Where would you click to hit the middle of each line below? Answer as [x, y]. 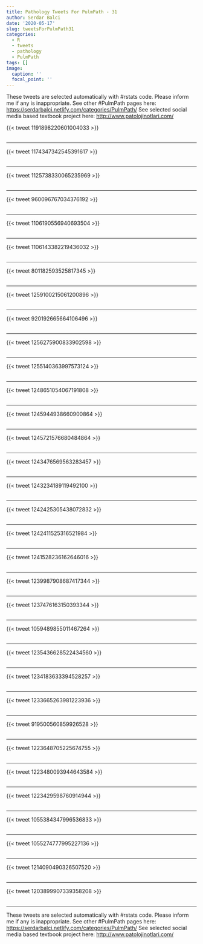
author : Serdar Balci [34, 18]
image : [14, 68]
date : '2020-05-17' [31, 23]
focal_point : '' [32, 79]
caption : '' [27, 74]
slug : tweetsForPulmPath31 [40, 29]
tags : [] [17, 62]
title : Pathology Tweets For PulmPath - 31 [62, 12]
